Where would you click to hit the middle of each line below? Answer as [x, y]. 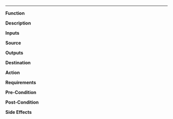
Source [13, 43]
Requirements [21, 82]
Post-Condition [22, 102]
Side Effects [19, 112]
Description [18, 23]
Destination [18, 63]
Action [13, 73]
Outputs [14, 53]
